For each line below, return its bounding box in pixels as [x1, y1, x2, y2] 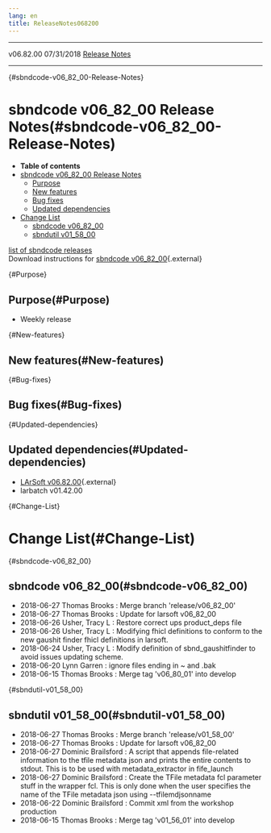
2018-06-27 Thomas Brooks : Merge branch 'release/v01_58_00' [19, 730, 235, 739]
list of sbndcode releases [8, 245, 93, 255]
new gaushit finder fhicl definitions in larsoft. [19, 635, 169, 645]
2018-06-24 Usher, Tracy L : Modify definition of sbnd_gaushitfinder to [19, 643, 256, 653]
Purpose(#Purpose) [8, 293, 110, 306]
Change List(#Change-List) [8, 529, 196, 548]
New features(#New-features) [8, 353, 165, 367]
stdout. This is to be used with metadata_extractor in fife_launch [19, 764, 234, 774]
